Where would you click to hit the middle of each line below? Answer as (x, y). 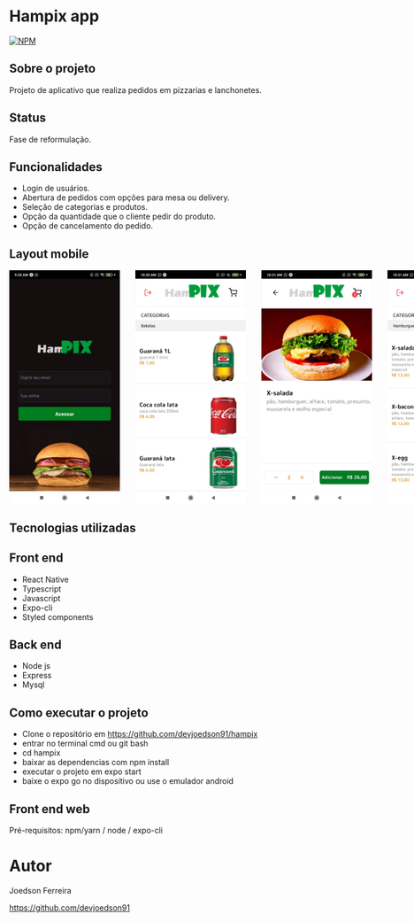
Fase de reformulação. (50, 139)
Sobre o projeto (52, 69)
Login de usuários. (56, 189)
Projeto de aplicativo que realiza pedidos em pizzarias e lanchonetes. (136, 89)
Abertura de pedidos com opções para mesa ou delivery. (126, 198)
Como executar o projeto (79, 713)
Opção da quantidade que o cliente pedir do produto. (119, 217)
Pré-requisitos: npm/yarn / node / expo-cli (86, 830)
